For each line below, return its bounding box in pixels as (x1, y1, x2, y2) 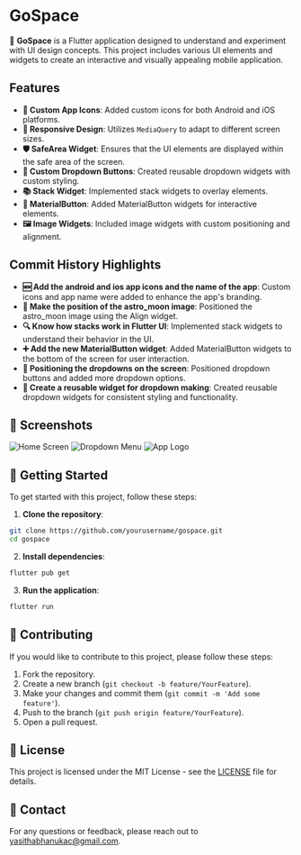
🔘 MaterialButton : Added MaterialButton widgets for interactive (22, 198, 258, 209)
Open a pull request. (22, 716, 99, 727)
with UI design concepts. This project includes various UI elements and (9, 44, 273, 55)
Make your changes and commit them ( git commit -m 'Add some (22, 687, 261, 698)
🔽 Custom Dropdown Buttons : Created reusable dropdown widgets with (22, 166, 290, 177)
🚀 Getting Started (9, 468, 109, 483)
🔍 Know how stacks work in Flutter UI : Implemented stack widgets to (22, 321, 283, 332)
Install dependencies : (22, 550, 105, 561)
